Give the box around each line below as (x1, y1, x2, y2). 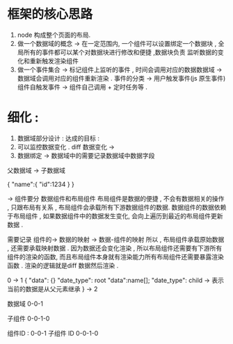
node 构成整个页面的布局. (17, 31, 91, 39)
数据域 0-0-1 (7, 300, 44, 308)
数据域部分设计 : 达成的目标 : (17, 133, 99, 142)
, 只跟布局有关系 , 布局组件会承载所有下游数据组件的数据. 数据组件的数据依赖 (7, 203, 227, 211)
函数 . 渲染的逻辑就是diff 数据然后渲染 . (7, 261, 119, 270)
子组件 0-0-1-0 (7, 314, 50, 322)
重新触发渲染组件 (29, 56, 79, 65)
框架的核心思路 (7, 6, 93, 22)
